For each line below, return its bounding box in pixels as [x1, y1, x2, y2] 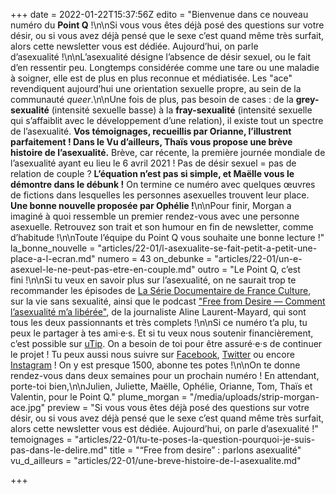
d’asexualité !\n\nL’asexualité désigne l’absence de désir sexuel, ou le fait [10, 51, 312, 63]
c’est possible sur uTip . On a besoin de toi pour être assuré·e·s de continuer [10, 338, 323, 349]
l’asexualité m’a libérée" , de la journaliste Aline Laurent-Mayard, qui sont [10, 306, 307, 318]
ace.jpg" [10, 402, 46, 413]
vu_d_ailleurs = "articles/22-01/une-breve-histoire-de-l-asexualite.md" [10, 455, 302, 466]
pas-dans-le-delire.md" [10, 444, 108, 456]
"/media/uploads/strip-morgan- [189, 391, 320, 403]
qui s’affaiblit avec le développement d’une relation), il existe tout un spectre [10, 115, 324, 126]
